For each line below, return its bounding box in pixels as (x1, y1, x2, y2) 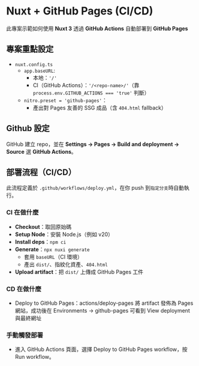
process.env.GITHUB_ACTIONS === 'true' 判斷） (32, 89, 150, 96)
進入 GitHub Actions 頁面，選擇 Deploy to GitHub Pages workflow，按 (14, 346, 188, 353)
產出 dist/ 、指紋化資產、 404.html (23, 260, 108, 268)
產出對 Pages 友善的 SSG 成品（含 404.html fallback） (32, 104, 167, 111)
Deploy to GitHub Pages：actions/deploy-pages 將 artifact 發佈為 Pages (14, 299, 194, 307)
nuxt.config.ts (14, 61, 53, 67)
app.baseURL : (23, 67, 56, 74)
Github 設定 (6, 123, 50, 133)
